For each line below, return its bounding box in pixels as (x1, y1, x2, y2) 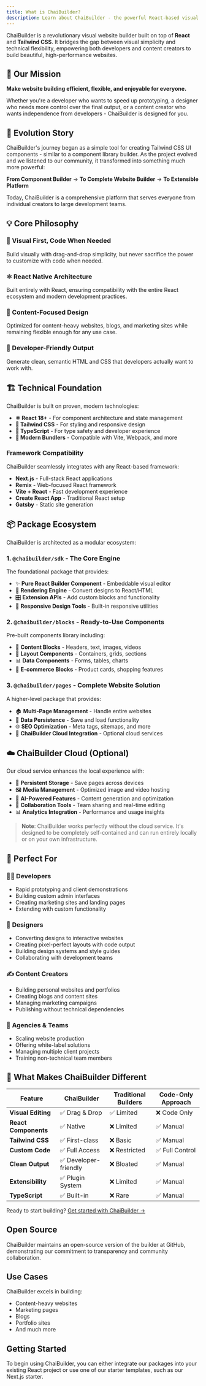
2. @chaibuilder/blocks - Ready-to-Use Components (6, 618, 164, 626)
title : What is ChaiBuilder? (6, 9, 81, 15)
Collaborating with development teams (15, 954, 113, 962)
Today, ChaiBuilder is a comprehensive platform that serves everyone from (6, 194, 196, 201)
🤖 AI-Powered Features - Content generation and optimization (15, 795, 174, 802)
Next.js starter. (6, 1373, 44, 1380)
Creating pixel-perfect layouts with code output (15, 941, 135, 948)
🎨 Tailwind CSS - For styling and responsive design (15, 421, 146, 428)
